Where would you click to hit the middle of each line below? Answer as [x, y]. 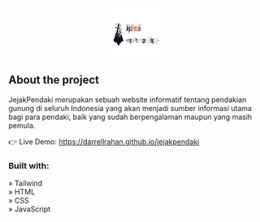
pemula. [22, 125]
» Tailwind [26, 183]
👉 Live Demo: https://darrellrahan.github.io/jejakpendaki [104, 141]
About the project [54, 80]
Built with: [29, 165]
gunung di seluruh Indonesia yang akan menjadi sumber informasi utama [130, 108]
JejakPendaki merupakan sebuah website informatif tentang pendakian [128, 100]
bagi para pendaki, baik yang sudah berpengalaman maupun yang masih [130, 117]
